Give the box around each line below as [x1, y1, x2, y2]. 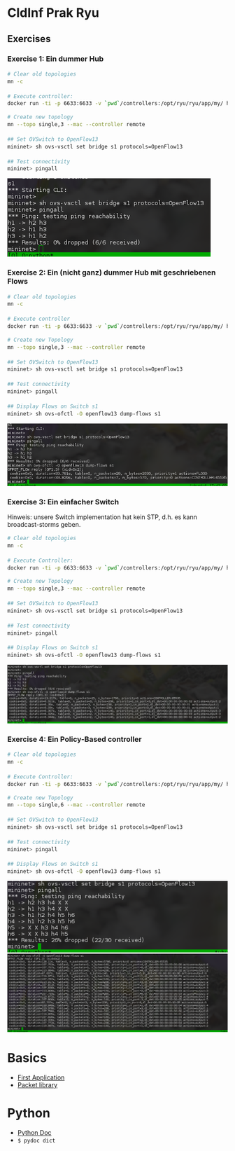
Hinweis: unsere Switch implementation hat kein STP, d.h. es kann [7, 513, 197, 521]
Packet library [17, 1081, 58, 1089]
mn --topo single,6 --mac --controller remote [7, 801, 145, 808]
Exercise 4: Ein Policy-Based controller [7, 734, 142, 744]
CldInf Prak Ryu [7, 5, 99, 21]
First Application [17, 1073, 65, 1082]
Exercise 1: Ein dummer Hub [7, 54, 104, 64]
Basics [7, 1050, 48, 1066]
